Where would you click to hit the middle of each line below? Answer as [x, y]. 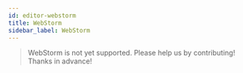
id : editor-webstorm [42, 15]
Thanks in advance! [60, 61]
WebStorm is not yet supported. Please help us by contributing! [131, 53]
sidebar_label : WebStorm [49, 30]
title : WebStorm [35, 23]
